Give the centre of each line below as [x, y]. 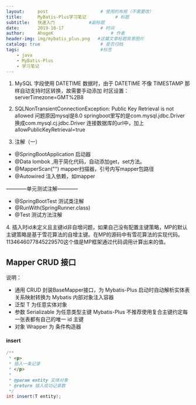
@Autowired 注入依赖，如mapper [55, 176]
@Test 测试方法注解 [38, 215]
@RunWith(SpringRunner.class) [52, 208]
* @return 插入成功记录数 [37, 386]
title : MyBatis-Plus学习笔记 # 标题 [68, 17]
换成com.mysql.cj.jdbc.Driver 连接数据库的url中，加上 [79, 123]
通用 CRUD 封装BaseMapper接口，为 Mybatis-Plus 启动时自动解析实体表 [102, 290]
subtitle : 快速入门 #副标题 [56, 22]
